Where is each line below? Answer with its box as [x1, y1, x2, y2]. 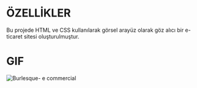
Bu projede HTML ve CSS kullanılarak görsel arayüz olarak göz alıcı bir [6, 26, 184, 34]
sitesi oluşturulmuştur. [23, 32, 80, 40]
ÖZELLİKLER [6, 6, 72, 20]
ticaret [6, 32, 23, 40]
